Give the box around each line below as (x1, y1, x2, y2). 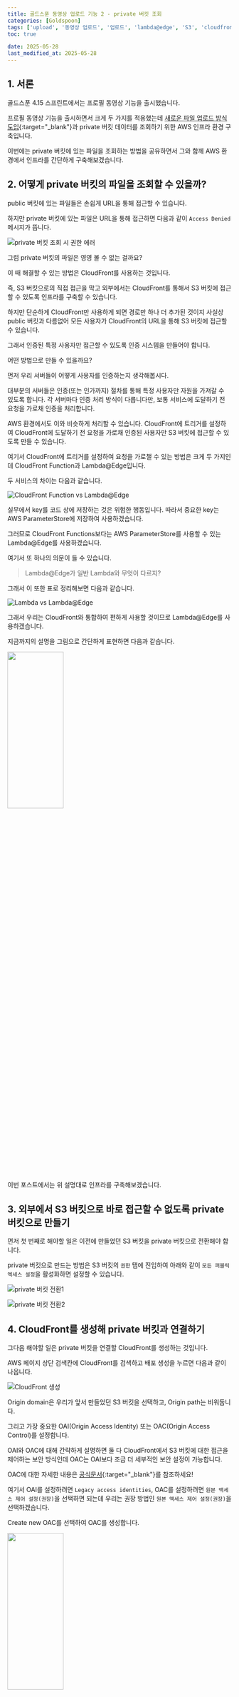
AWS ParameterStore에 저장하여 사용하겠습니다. (7, 514, 144, 523)
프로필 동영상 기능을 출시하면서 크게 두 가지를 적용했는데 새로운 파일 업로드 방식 (7, 114, 228, 122)
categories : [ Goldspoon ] (7, 17, 81, 24)
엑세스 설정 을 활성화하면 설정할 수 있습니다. (7, 1270, 124, 1279)
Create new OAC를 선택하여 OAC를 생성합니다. (7, 1519, 140, 1527)
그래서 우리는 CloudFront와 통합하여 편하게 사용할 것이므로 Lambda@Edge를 (7, 613, 223, 621)
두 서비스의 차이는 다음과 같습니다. (7, 476, 102, 485)
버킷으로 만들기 (7, 1217, 70, 1229)
